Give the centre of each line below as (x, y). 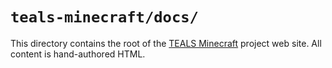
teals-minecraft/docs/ (104, 17)
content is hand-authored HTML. (78, 54)
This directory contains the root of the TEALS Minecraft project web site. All (166, 43)
